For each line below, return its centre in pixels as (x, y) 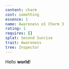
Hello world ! (18, 61)
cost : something (22, 15)
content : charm (21, 10)
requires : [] (19, 33)
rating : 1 (16, 29)
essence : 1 (17, 19)
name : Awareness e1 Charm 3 (35, 24)
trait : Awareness (23, 43)
